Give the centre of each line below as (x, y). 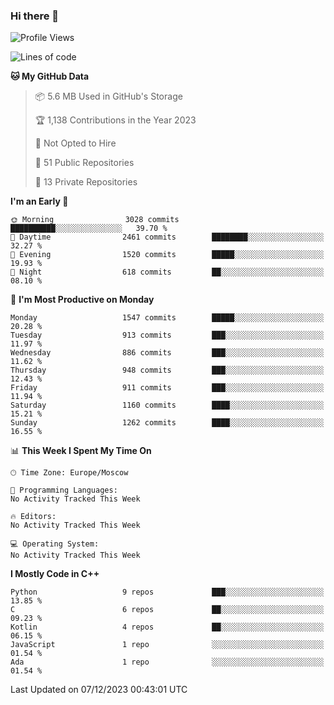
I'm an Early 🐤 (39, 201)
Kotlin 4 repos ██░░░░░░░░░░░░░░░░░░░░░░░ (167, 627)
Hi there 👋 (35, 16)
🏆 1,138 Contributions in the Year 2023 (115, 120)
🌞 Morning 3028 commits (95, 220)
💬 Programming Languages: (64, 490)
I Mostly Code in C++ (55, 574)
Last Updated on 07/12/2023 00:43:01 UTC (99, 690)
